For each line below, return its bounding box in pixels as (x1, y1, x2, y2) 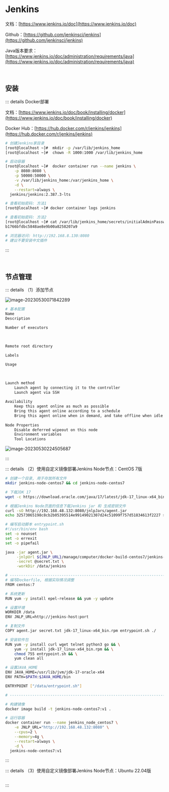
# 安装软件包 (5, 637, 29, 642)
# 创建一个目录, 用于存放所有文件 (5, 476, 67, 481)
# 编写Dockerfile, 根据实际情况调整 (5, 578, 74, 583)
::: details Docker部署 (5, 98, 49, 104)
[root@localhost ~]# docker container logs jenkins (5, 205, 116, 211)
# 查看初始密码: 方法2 (5, 215, 47, 220)
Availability (5, 399, 33, 404)
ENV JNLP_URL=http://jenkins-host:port (5, 614, 89, 620)
